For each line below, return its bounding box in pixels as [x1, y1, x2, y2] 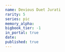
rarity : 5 [5, 12, 26, 17]
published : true [5, 40, 39, 45]
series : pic [5, 16, 30, 21]
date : [5, 35, 16, 40]
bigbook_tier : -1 [5, 26, 41, 31]
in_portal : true [5, 30, 39, 35]
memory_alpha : [5, 21, 35, 26]
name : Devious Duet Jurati [5, 7, 61, 12]
